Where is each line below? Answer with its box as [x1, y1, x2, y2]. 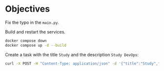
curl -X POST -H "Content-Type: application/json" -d [5, 61, 117, 66]
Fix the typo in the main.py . [5, 19, 60, 25]
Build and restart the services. [5, 29, 66, 35]
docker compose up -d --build [5, 43, 67, 48]
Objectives [5, 3, 50, 15]
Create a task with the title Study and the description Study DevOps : [5, 52, 139, 57]
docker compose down [5, 38, 47, 43]
